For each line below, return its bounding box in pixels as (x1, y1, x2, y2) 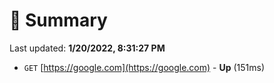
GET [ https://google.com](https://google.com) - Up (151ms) (23, 61, 266, 73)
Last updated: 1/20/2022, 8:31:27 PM (9, 42, 166, 54)
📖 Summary (9, 9, 108, 32)
